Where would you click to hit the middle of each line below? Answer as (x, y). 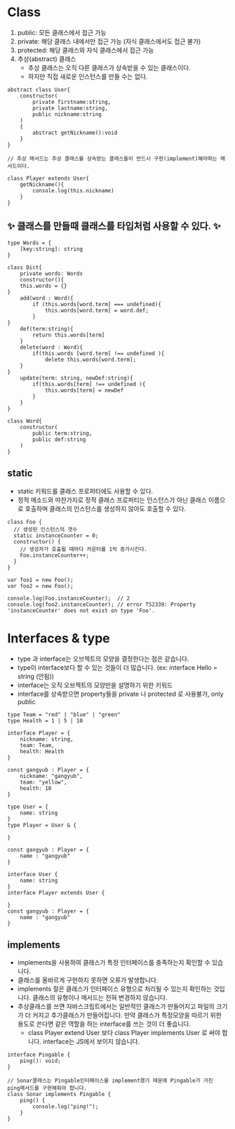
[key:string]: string (51, 249)
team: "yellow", (44, 782)
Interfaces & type (59, 638)
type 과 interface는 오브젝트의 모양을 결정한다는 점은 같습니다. (103, 659)
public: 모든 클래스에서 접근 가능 (62, 32)
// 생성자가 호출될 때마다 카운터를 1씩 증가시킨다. (84, 549)
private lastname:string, (70, 108)
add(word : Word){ (47, 298)
